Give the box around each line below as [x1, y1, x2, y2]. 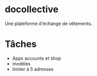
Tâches [5, 38, 37, 50]
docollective [5, 4, 59, 15]
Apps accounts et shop [12, 55, 61, 61]
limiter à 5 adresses [12, 66, 54, 72]
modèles [12, 60, 31, 67]
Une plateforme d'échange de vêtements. [5, 20, 92, 27]
